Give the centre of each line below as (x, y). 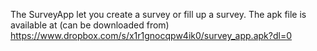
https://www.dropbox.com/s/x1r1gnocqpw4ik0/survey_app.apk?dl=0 (151, 35)
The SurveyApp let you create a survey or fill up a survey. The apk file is (158, 14)
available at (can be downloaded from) (90, 25)
